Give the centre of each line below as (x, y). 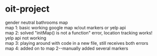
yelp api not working (26, 38)
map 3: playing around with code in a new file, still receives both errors (77, 43)
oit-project (27, 9)
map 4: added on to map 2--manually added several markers (67, 48)
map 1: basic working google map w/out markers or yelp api (65, 27)
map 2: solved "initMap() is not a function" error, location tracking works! (79, 33)
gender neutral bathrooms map (37, 22)
